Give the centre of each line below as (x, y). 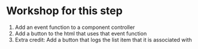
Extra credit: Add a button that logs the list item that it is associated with (103, 40)
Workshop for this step (64, 11)
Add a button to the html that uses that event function (81, 33)
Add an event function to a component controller (75, 27)
